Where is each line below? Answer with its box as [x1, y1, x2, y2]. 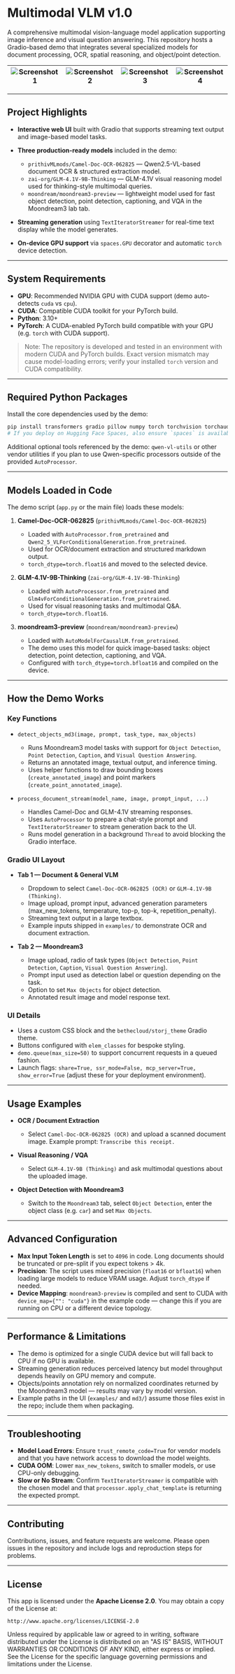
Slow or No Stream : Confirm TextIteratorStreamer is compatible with [17, 1476, 218, 1484]
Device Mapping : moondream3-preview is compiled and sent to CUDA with [17, 1289, 228, 1297]
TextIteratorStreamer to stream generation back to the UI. [27, 822, 197, 830]
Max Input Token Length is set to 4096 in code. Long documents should [17, 1251, 225, 1260]
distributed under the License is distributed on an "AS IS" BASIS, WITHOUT [7, 1638, 224, 1646]
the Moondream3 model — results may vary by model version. [17, 1386, 197, 1395]
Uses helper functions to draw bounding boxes [27, 765, 164, 774]
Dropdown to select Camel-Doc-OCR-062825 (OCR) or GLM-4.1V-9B [27, 884, 212, 893]
